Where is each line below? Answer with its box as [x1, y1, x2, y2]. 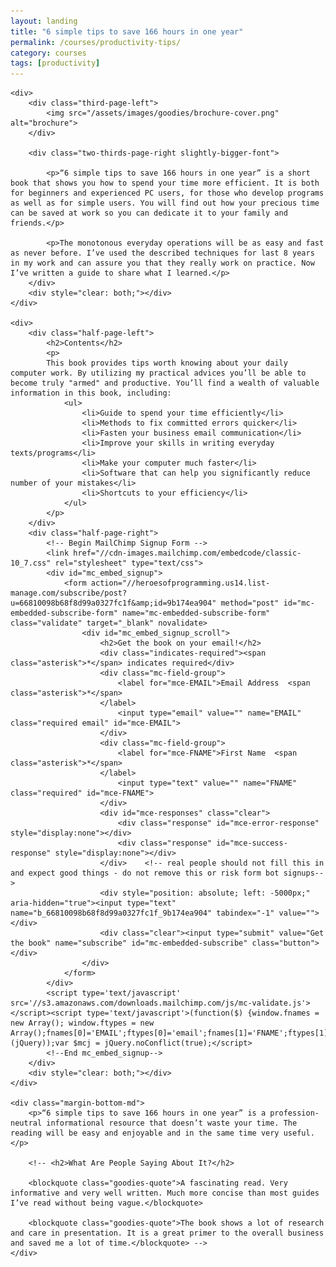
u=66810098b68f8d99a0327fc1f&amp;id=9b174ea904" [10, 598, 217, 609]
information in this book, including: [10, 388, 172, 399]
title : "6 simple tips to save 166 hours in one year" [10, 26, 244, 37]
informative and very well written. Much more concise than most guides [10, 1188, 320, 1199]
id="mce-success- [216, 838, 288, 849]
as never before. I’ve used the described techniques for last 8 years [10, 248, 315, 259]
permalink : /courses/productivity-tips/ [10, 37, 182, 47]
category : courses [10, 48, 87, 58]
